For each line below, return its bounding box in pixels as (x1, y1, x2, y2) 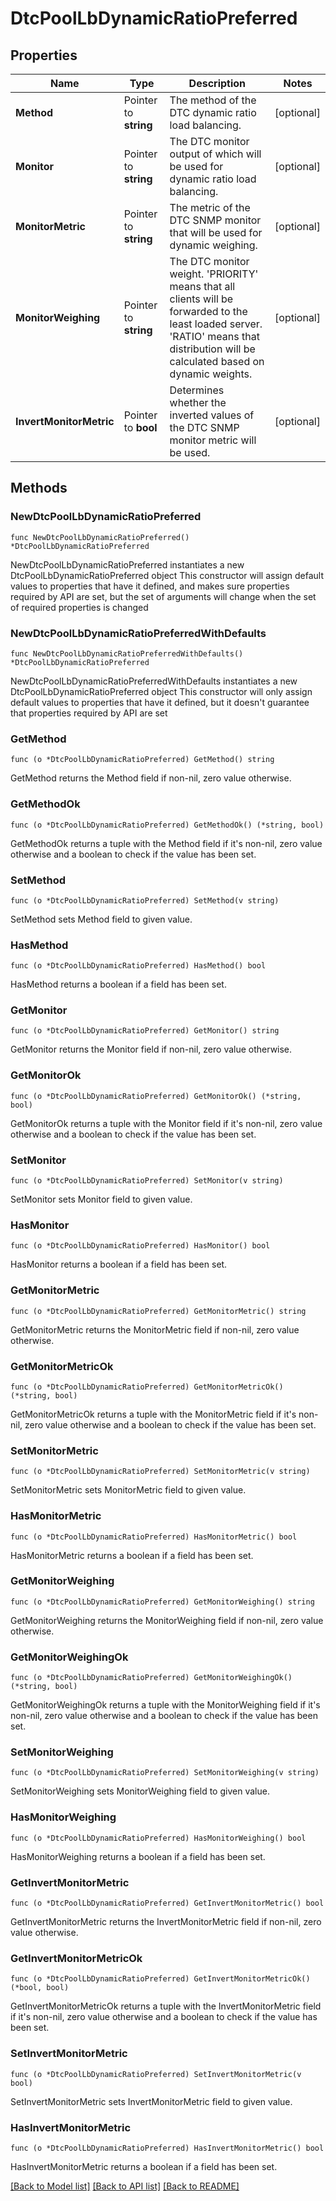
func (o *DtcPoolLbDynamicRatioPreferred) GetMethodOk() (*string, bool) (10, 820, 325, 830)
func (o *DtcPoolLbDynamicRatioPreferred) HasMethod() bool (10, 961, 267, 971)
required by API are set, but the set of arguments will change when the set (10, 590, 317, 602)
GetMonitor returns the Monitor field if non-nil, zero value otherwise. (10, 1043, 293, 1056)
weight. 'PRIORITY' (169, 267, 259, 281)
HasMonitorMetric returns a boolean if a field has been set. (10, 1549, 254, 1561)
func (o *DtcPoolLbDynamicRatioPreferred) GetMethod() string (10, 755, 275, 765)
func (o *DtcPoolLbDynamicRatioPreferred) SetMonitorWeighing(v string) (10, 1768, 320, 1778)
